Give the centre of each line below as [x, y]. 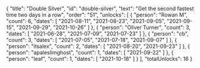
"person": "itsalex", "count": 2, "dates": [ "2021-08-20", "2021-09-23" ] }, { [98, 46]
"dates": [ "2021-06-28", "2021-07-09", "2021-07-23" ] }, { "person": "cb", [97, 34]
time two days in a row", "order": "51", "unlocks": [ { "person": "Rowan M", [97, 15]
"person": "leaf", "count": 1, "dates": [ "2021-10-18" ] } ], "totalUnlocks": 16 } [99, 59]
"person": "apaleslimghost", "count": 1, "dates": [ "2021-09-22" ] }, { [90, 52]
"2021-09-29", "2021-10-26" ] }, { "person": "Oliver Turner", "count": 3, [104, 27]
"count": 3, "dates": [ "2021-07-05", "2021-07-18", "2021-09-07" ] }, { [92, 40]
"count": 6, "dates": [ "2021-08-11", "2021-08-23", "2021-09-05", [86, 21]
